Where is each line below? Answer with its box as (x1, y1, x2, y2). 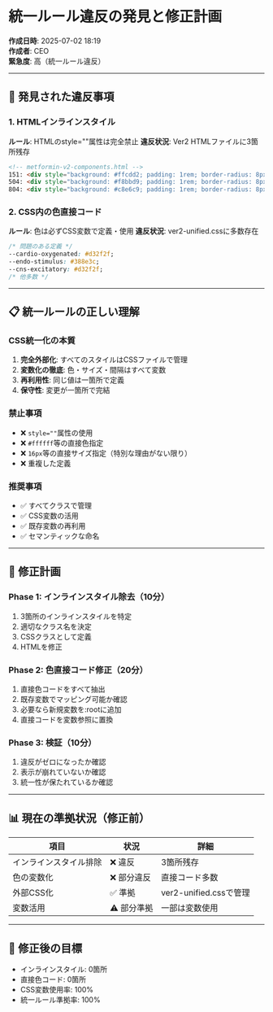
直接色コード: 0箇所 (19, 974, 87, 984)
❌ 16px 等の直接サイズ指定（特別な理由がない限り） (19, 448, 193, 458)
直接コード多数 (161, 872, 219, 883)
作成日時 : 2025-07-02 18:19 (8, 36, 102, 46)
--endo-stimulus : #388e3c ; (8, 258, 100, 266)
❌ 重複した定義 (19, 458, 71, 468)
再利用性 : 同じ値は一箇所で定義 (19, 375, 124, 385)
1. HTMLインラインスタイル (8, 116, 116, 128)
